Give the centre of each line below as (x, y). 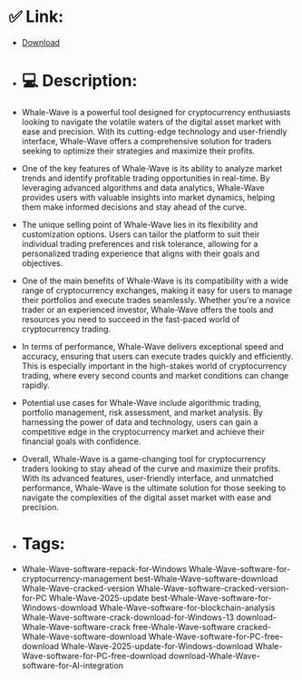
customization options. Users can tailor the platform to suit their (141, 234)
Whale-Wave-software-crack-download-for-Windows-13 (128, 617)
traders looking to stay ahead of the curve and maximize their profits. (151, 468)
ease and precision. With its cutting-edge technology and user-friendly (154, 131)
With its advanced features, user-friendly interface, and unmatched (147, 478)
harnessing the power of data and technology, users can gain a (140, 422)
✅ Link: (36, 17)
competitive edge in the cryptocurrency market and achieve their (143, 431)
